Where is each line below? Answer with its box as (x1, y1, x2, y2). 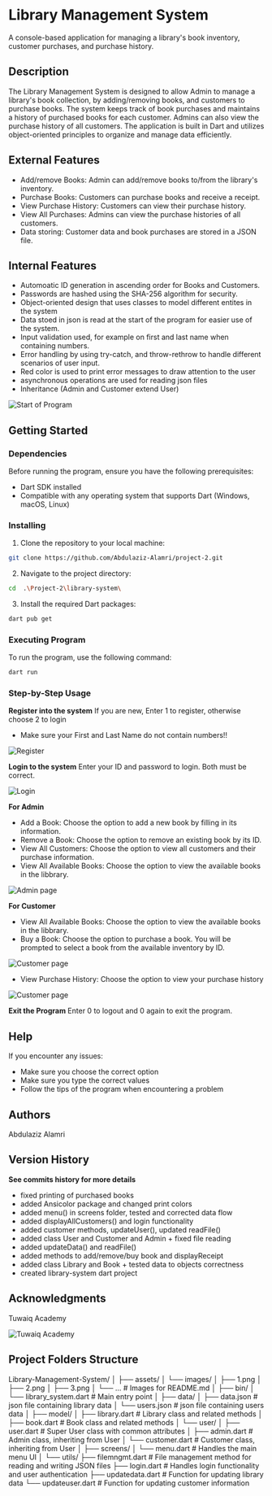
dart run (8, 669, 38, 677)
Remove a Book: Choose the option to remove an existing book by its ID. (19, 835, 262, 845)
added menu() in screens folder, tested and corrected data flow (19, 1207, 233, 1217)
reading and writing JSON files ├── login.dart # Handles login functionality (8, 1460, 260, 1470)
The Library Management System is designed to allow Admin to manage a (8, 86, 256, 96)
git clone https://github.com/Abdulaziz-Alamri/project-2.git (8, 554, 223, 562)
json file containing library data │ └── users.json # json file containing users (8, 1400, 265, 1410)
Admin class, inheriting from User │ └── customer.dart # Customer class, (8, 1434, 256, 1445)
